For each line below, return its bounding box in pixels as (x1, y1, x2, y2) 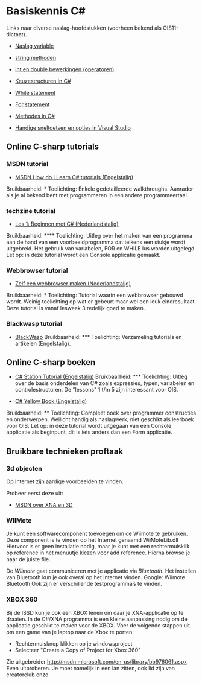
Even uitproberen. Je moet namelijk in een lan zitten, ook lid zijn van (6, 664, 175, 672)
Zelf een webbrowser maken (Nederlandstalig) (14, 280, 131, 287)
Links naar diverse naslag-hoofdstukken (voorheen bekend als (6, 24, 162, 31)
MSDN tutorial (6, 160, 49, 168)
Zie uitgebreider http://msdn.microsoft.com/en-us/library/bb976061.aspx (6, 658, 187, 665)
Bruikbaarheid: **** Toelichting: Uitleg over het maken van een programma (6, 232, 193, 239)
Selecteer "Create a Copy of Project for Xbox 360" (14, 646, 141, 653)
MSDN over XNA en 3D (14, 501, 73, 509)
